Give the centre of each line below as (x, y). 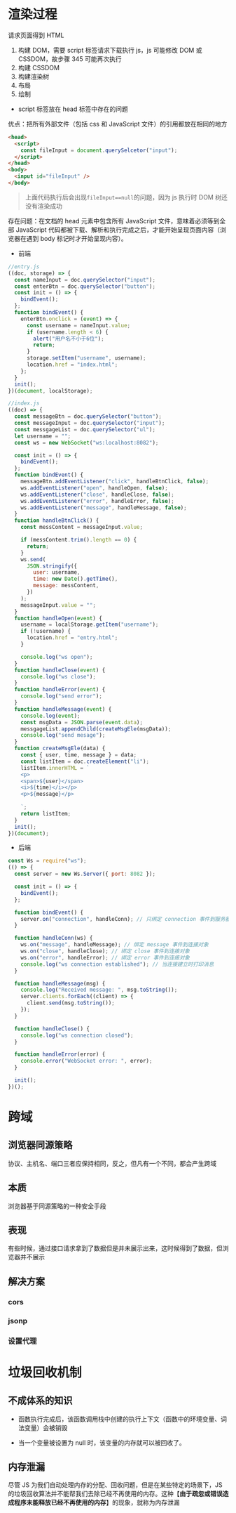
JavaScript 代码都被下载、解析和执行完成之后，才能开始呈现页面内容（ (118, 230)
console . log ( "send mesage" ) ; (63, 735)
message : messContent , (66, 586)
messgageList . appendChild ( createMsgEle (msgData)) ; (96, 729)
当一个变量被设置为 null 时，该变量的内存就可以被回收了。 (102, 1442)
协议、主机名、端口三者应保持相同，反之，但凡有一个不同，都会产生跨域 (112, 1163)
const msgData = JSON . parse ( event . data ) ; (82, 722)
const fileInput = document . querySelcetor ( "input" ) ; (99, 150)
